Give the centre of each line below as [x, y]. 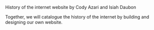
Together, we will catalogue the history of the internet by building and [77, 17]
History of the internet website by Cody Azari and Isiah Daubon [71, 7]
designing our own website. [34, 22]
